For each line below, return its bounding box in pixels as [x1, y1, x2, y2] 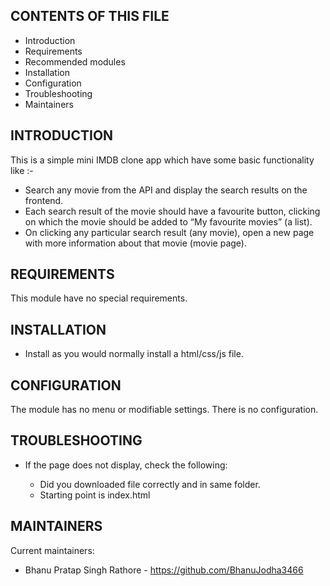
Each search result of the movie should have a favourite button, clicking [24, 205, 321, 217]
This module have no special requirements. [10, 292, 188, 304]
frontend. [24, 194, 64, 206]
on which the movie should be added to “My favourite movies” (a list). [24, 215, 313, 228]
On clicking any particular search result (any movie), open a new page [24, 226, 315, 238]
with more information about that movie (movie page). [24, 237, 248, 249]
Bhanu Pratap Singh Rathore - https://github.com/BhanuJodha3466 [24, 564, 304, 576]
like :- [10, 164, 34, 176]
